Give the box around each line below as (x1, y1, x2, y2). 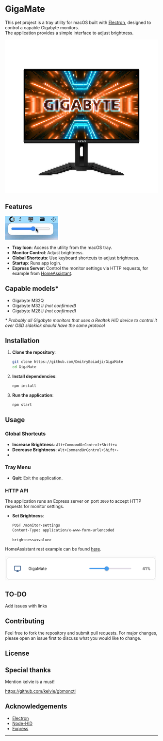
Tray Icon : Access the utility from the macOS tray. (12, 245, 113, 250)
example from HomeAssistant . (12, 270, 73, 276)
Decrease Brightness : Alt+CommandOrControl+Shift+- (12, 447, 119, 453)
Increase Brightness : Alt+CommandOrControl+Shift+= (12, 441, 117, 447)
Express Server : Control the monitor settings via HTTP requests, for (12, 265, 148, 271)
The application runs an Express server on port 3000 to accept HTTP (5, 498, 142, 504)
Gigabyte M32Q (12, 297, 44, 303)
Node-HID (12, 720, 33, 726)
